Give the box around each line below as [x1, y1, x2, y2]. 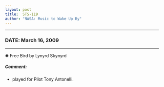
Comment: [5, 64, 27, 70]
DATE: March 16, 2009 [5, 37, 59, 44]
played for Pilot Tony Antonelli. [12, 76, 74, 82]
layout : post [5, 7, 32, 12]
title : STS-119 [5, 12, 38, 17]
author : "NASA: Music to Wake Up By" [5, 16, 82, 21]
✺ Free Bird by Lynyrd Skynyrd [5, 52, 67, 59]
